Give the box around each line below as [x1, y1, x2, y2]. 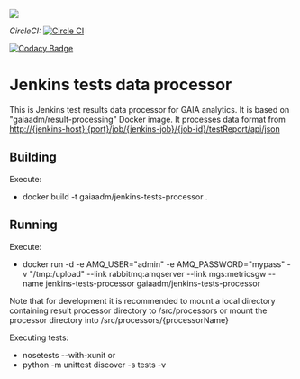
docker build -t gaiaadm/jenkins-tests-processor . [22, 190, 208, 202]
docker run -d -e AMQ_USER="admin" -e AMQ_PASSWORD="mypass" [22, 258, 286, 270]
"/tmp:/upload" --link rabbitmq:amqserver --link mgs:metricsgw [29, 268, 267, 279]
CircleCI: [9, 25, 42, 36]
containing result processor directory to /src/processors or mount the [9, 305, 268, 316]
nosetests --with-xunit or [22, 349, 116, 360]
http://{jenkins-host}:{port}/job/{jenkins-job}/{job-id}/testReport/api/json [9, 123, 281, 134]
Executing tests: [9, 332, 69, 343]
